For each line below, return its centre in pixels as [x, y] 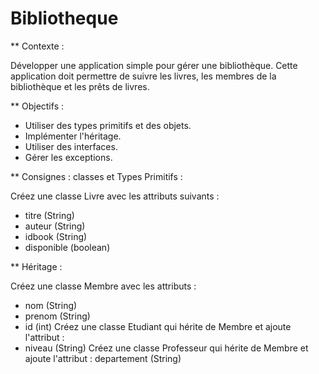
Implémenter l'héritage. [73, 136]
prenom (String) [57, 316]
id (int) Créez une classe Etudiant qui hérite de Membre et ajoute [158, 326]
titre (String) [49, 215]
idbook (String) [56, 236]
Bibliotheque [64, 18]
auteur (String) [55, 226]
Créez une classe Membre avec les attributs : [103, 286]
